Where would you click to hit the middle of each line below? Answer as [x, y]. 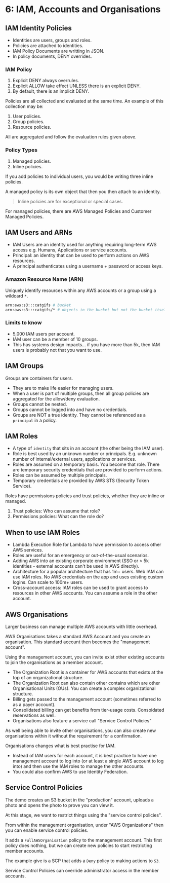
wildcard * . [17, 296]
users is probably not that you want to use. [57, 350]
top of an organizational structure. [48, 677]
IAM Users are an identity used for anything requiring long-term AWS [84, 245]
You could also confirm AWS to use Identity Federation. [70, 772]
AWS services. [28, 550]
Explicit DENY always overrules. [46, 81]
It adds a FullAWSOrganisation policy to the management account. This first [84, 840]
